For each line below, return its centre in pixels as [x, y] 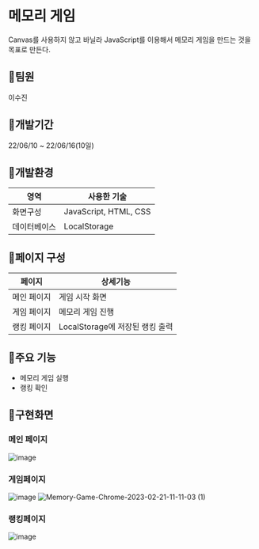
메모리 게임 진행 [86, 312]
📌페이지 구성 [37, 257]
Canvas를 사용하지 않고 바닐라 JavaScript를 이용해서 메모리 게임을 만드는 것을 [129, 40]
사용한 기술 [107, 197]
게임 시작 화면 [82, 297]
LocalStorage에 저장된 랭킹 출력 [116, 327]
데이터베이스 [34, 227]
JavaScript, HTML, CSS [107, 212]
